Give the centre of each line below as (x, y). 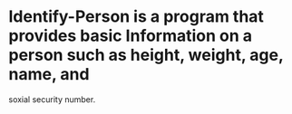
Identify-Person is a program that (136, 17)
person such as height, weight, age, (146, 55)
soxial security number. (52, 99)
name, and (49, 75)
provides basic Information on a (131, 36)
